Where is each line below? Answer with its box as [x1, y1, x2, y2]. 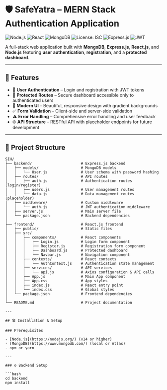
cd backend [5, 376, 28, 381]
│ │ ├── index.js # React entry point [5, 283, 123, 288]
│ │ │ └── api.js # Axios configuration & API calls [5, 269, 155, 275]
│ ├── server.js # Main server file [5, 209, 121, 214]
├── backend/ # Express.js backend [5, 161, 126, 166]
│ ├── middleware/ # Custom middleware [5, 200, 123, 205]
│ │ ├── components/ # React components [5, 234, 121, 240]
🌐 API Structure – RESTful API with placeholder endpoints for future [12, 119, 153, 125]
